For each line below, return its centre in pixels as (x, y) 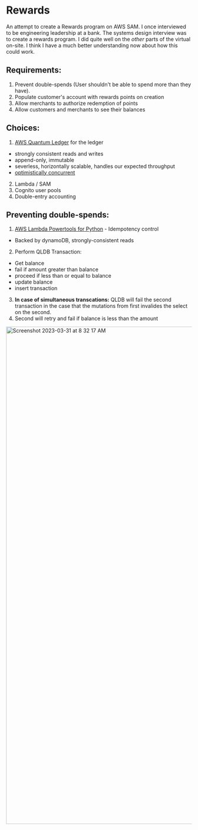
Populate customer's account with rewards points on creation (89, 97)
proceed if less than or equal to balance (63, 276)
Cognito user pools (38, 190)
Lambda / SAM (33, 184)
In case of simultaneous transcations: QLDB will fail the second (93, 300)
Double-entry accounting (45, 196)
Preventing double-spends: (58, 215)
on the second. (33, 312)
